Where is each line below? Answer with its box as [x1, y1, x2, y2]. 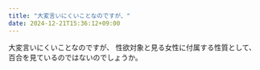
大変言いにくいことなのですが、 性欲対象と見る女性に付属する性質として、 [8, 42, 256, 52]
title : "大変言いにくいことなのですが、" [8, 11, 130, 20]
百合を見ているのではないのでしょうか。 [8, 52, 142, 62]
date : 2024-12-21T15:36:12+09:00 [8, 19, 121, 27]
